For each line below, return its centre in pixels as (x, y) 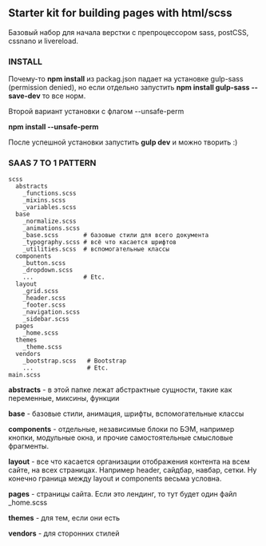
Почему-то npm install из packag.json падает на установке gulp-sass (126, 79)
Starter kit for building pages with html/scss (120, 13)
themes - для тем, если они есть (64, 518)
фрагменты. (29, 446)
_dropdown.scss (48, 271)
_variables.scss (50, 208)
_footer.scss (44, 305)
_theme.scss (42, 347)
